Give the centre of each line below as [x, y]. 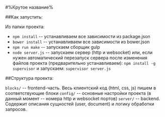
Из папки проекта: [25, 27]
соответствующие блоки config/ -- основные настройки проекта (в [78, 93]
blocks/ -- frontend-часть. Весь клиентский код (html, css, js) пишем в [81, 88]
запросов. [16, 109]
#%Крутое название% [29, 7]
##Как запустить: [24, 17]
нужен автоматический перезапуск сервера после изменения [80, 58]
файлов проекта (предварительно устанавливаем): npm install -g [84, 63]
